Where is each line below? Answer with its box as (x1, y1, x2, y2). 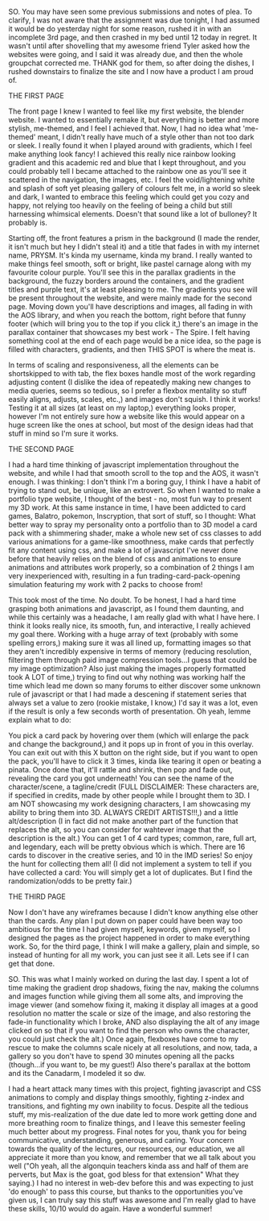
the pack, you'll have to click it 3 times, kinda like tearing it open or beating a (8, 756, 262, 766)
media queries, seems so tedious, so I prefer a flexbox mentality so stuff (8, 386, 247, 395)
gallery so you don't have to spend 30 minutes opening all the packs (8, 1051, 235, 1061)
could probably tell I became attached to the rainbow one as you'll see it (8, 167, 247, 176)
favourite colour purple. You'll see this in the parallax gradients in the (8, 267, 236, 277)
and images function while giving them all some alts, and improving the (8, 991, 243, 1001)
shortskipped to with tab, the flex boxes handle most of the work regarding (8, 369, 255, 378)
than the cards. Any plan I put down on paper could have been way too (8, 916, 243, 925)
